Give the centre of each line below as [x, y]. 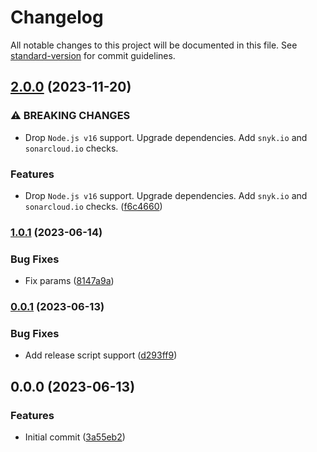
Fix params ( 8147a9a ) [69, 281]
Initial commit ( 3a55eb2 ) [75, 437]
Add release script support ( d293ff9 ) [101, 355]
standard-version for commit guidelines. [93, 55]
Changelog [57, 17]
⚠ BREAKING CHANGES [70, 116]
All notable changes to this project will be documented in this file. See [154, 45]
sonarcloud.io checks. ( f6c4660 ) [93, 206]
